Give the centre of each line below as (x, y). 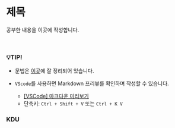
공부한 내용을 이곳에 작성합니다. (43, 30)
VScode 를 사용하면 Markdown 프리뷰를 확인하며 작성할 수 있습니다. (92, 83)
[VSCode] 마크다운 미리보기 (56, 96)
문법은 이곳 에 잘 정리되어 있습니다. (54, 71)
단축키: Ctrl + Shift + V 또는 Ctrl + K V (73, 104)
